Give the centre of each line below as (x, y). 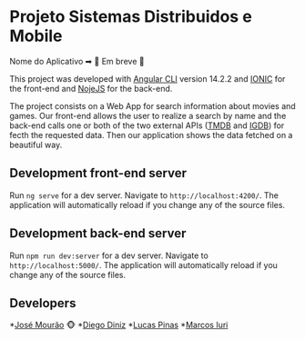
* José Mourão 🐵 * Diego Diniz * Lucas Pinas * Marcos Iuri (119, 325)
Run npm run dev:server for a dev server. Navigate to (109, 255)
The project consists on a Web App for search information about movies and (152, 105)
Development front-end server (98, 173)
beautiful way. (36, 145)
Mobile (36, 36)
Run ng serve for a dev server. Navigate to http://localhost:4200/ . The (144, 195)
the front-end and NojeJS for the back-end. (91, 88)
